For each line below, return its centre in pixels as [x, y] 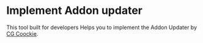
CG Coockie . [22, 33]
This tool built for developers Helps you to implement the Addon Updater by [102, 27]
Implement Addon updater [74, 11]
